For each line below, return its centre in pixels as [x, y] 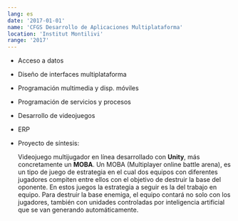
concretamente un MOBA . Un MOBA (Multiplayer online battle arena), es [124, 165]
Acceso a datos [41, 60]
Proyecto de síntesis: [48, 144]
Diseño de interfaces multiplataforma [72, 75]
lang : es [20, 14]
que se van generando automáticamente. [78, 210]
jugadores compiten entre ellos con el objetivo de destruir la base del [119, 180]
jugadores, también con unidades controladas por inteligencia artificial [121, 203]
